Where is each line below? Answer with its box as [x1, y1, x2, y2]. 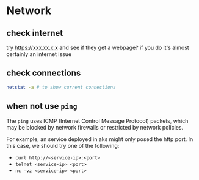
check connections [6, 68, 81, 78]
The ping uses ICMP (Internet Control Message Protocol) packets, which [6, 117, 189, 125]
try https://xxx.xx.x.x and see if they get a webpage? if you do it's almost [6, 44, 189, 51]
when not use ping [6, 101, 78, 111]
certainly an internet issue [6, 50, 72, 58]
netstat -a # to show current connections [6, 84, 116, 90]
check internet [6, 28, 63, 38]
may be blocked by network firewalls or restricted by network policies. [6, 123, 184, 131]
